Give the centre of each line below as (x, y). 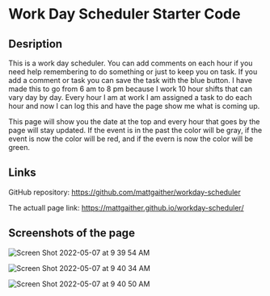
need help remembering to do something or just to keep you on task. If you (133, 72)
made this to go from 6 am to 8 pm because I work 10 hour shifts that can (131, 89)
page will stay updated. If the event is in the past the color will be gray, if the (135, 130)
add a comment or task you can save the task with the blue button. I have (131, 80)
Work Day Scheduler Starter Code (124, 14)
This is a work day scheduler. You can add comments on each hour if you (131, 63)
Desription (36, 44)
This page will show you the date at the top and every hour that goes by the (134, 121)
